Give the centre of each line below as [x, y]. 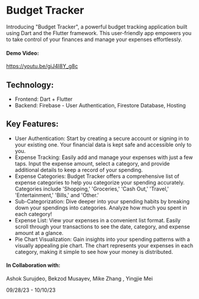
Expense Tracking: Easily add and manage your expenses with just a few [104, 157]
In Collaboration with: [33, 265]
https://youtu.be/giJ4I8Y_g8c [42, 66]
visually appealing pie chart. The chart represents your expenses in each [104, 245]
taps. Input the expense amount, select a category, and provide [92, 163]
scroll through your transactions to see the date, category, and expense [102, 227]
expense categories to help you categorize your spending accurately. [100, 182]
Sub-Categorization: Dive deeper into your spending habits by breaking [102, 201]
